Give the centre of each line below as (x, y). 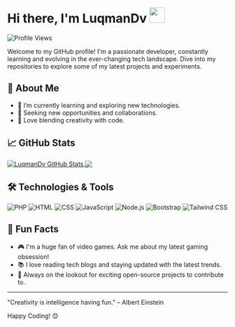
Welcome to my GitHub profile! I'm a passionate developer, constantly (108, 51)
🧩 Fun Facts (33, 229)
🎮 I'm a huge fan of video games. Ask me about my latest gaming (113, 246)
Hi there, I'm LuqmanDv (77, 19)
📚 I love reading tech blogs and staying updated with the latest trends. (119, 264)
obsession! (33, 256)
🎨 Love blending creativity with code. (71, 120)
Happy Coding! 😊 (33, 316)
